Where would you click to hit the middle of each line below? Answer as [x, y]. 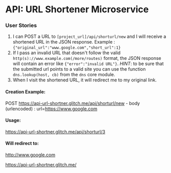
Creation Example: [25, 92]
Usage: [13, 120]
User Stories [21, 26]
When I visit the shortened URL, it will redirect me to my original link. [85, 80]
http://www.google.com [30, 155]
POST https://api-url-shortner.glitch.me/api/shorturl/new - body [73, 103]
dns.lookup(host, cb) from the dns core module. [64, 75]
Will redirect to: [22, 143]
